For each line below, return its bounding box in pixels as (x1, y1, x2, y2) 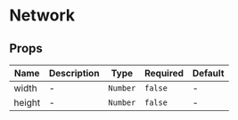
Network (9, 5, 76, 26)
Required (144, 68, 185, 79)
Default (192, 68, 225, 79)
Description (48, 68, 100, 79)
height (13, 97, 41, 108)
